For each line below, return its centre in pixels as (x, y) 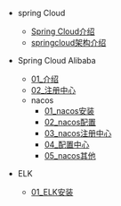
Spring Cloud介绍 (63, 31)
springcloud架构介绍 (69, 43)
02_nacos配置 (70, 122)
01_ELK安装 (52, 192)
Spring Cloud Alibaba (56, 60)
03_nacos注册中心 (78, 133)
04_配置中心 (67, 144)
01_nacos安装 (69, 111)
